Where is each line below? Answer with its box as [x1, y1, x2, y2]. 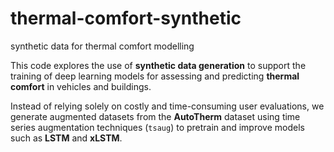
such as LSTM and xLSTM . [10, 132, 123, 144]
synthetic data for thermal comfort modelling [10, 40, 195, 52]
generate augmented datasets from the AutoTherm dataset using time [10, 110, 301, 122]
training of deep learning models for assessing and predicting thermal [10, 70, 300, 82]
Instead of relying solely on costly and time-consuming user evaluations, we [10, 100, 325, 112]
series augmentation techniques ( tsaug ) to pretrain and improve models [10, 121, 305, 133]
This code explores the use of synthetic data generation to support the [10, 59, 307, 71]
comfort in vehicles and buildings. [10, 80, 152, 92]
